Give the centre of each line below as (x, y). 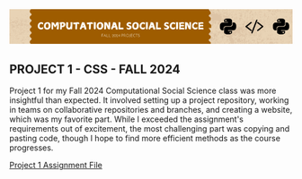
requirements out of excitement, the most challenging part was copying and (150, 129)
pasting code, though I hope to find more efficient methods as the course (145, 139)
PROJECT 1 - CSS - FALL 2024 (95, 69)
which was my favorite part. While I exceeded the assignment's (127, 119)
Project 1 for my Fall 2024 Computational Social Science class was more (143, 91)
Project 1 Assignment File (56, 166)
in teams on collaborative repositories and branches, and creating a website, (151, 110)
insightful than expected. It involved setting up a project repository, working (149, 100)
